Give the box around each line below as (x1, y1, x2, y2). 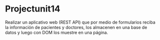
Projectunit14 (5, 3, 60, 14)
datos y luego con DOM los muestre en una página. (5, 29, 108, 35)
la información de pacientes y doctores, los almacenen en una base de (5, 24, 147, 30)
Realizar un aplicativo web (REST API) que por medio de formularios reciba (5, 19, 156, 25)
